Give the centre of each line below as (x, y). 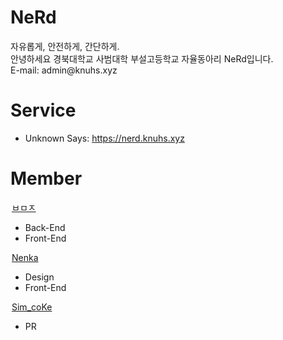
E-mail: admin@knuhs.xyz (64, 70)
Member (46, 178)
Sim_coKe (32, 307)
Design (39, 277)
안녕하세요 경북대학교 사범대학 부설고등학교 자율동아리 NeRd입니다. (142, 58)
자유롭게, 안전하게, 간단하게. (65, 46)
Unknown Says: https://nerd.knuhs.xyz (104, 138)
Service (43, 110)
